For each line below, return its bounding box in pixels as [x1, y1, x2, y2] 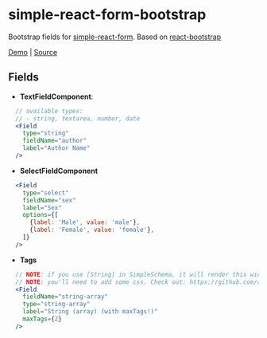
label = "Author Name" [22, 144, 91, 152]
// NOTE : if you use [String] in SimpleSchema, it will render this [15, 270, 247, 278]
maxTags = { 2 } [22, 315, 62, 323]
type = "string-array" [22, 301, 91, 309]
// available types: [15, 107, 83, 115]
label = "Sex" [22, 203, 62, 212]
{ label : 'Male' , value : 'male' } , [29, 218, 141, 226]
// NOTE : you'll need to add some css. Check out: [15, 277, 187, 286]
